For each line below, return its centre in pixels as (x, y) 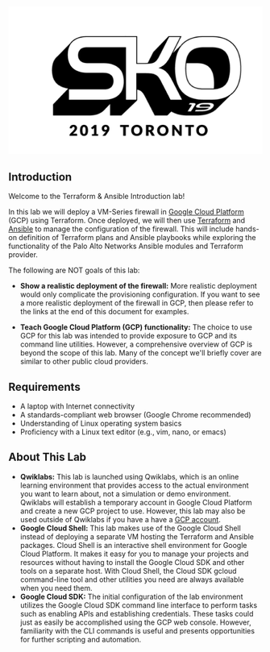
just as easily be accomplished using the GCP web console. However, (135, 622)
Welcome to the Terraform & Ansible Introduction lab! (97, 197)
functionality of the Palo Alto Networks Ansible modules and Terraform (126, 246)
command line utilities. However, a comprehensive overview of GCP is (136, 344)
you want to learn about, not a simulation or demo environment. (125, 493)
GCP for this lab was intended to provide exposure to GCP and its (129, 336)
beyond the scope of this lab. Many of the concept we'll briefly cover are (141, 353)
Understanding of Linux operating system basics (101, 423)
